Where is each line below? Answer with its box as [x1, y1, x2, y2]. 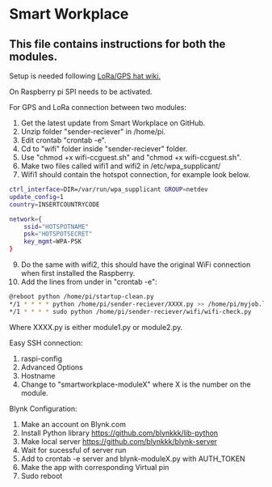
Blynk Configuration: [9, 404, 77, 413]
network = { [9, 215, 43, 223]
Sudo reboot [20, 471, 63, 481]
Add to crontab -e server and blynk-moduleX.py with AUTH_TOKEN [20, 454, 245, 464]
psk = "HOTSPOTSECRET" [23, 230, 93, 239]
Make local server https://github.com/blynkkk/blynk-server [20, 436, 217, 446]
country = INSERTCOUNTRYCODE [9, 200, 100, 209]
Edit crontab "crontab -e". [20, 135, 107, 145]
